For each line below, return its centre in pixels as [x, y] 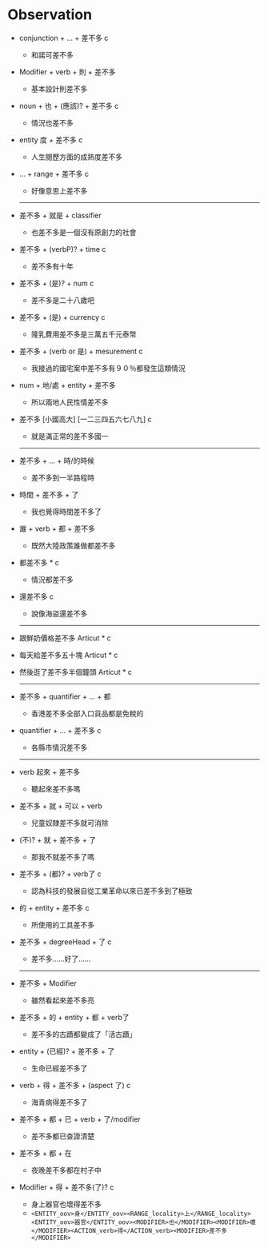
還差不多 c [36, 596]
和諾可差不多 [52, 54]
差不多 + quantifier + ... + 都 [65, 696]
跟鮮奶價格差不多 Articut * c [65, 638]
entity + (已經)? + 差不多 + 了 [67, 1051]
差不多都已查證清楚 [63, 1136]
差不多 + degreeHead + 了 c [65, 942]
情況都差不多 [52, 579]
